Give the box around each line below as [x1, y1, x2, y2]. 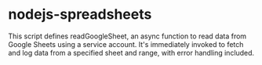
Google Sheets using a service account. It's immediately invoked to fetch [8, 39, 244, 49]
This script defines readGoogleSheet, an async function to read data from [8, 31, 247, 41]
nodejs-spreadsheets [8, 5, 152, 23]
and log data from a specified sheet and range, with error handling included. [8, 48, 255, 57]
